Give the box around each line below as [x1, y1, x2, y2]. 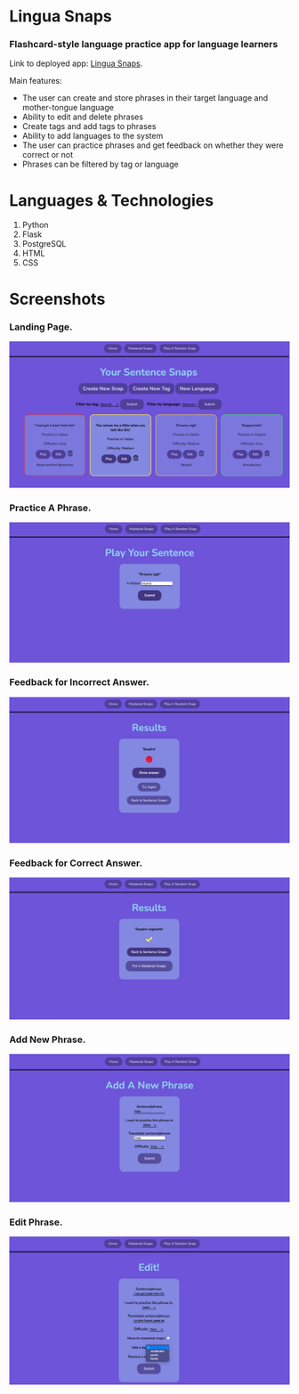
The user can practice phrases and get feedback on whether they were [21, 140, 284, 151]
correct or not [21, 150, 74, 160]
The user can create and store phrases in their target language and [21, 93, 269, 103]
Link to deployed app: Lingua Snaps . [9, 58, 143, 69]
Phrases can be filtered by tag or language [21, 159, 180, 170]
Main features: [9, 76, 62, 86]
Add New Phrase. [9, 1033, 86, 1046]
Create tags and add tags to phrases [21, 121, 157, 132]
